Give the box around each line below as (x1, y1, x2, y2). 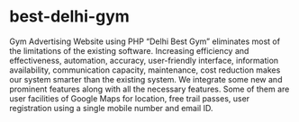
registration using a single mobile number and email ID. (9, 102, 213, 113)
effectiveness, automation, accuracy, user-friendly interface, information (9, 55, 279, 65)
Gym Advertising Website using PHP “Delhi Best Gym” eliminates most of (9, 36, 281, 47)
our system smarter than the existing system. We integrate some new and (9, 74, 283, 84)
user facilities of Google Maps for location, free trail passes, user (9, 92, 250, 104)
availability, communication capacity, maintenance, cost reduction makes (9, 65, 281, 75)
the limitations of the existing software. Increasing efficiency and (9, 45, 249, 56)
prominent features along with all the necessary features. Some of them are (9, 83, 290, 94)
